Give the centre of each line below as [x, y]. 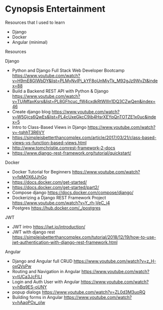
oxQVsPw [22, 266]
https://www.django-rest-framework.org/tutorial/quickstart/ [72, 153]
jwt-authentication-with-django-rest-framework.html [65, 242]
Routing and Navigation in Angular [46, 271]
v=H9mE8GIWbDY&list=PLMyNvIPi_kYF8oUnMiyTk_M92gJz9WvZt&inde [85, 81]
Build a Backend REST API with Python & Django [60, 91]
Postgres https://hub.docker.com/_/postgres [56, 208]
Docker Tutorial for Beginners [41, 172]
